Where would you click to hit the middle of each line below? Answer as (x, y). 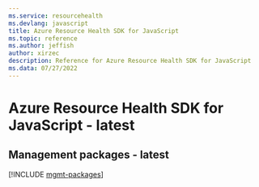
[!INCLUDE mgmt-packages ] (56, 174)
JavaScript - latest (72, 125)
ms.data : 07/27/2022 (43, 69)
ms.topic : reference (43, 38)
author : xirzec (34, 53)
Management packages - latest (89, 155)
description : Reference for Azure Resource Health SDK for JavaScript (130, 61)
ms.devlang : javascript (49, 23)
